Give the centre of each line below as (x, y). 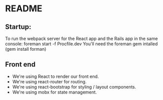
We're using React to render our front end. (55, 76)
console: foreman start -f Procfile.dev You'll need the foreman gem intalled (81, 44)
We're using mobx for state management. (54, 92)
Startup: (18, 27)
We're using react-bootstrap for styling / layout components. (74, 87)
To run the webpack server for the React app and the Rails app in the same (81, 38)
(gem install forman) (26, 49)
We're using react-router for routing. (49, 81)
